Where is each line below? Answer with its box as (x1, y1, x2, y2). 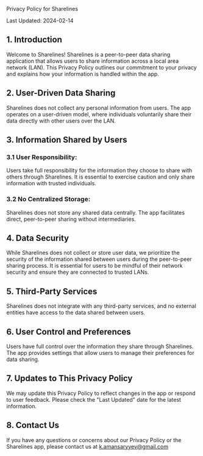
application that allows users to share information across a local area (6, 57, 179, 65)
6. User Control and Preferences (6, 326, 131, 337)
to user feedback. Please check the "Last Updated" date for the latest (6, 396, 182, 403)
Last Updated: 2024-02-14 (6, 17, 74, 24)
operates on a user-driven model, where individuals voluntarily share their (6, 110, 192, 118)
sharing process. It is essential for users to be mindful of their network (6, 262, 183, 269)
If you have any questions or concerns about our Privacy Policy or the (6, 436, 182, 444)
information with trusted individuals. (6, 180, 96, 187)
